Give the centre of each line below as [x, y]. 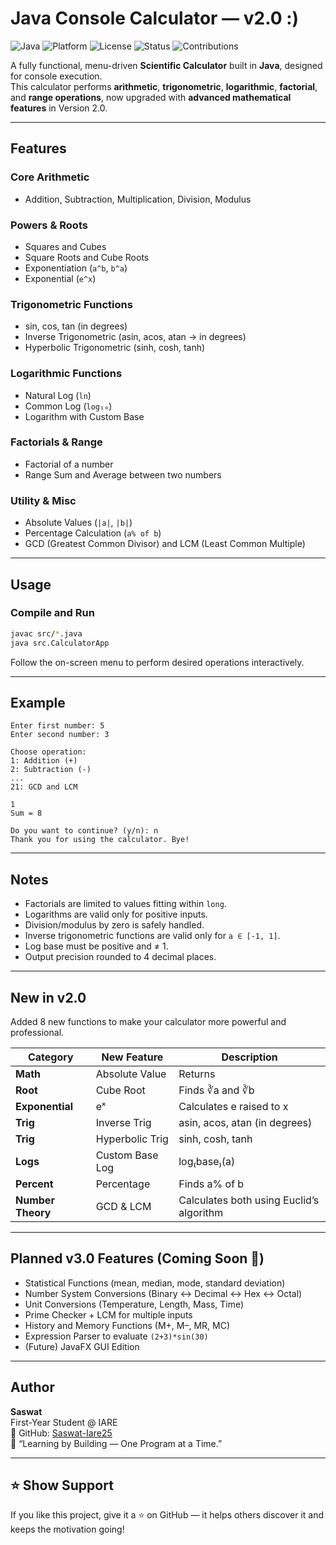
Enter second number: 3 [60, 735]
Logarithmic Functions [66, 374]
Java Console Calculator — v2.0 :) [155, 18]
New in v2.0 [48, 997]
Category [50, 1057]
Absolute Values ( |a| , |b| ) [78, 523]
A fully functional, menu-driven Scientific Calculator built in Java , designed [166, 65]
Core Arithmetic [50, 177]
